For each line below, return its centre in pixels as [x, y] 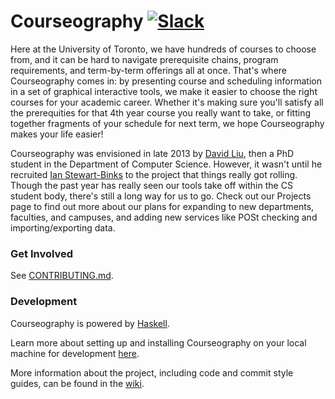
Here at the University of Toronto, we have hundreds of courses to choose [163, 49]
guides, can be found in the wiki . [77, 383]
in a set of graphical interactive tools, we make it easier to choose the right [164, 91]
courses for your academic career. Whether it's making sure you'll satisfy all [167, 102]
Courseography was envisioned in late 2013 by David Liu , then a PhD [152, 153]
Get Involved [42, 253]
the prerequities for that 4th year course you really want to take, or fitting [161, 112]
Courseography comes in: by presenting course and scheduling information [166, 81]
